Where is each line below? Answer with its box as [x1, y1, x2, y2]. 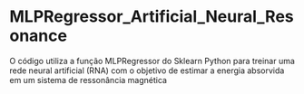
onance [9, 25, 68, 46]
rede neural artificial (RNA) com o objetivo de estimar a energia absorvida [9, 65, 285, 76]
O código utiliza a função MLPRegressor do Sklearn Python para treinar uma [9, 55, 295, 66]
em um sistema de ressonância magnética [9, 74, 168, 85]
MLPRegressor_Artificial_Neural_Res [9, 6, 294, 27]
